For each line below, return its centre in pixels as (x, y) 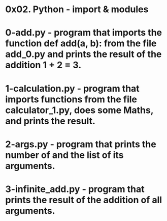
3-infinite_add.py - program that (75, 189)
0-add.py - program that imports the (84, 33)
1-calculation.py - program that (72, 88)
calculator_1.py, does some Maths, (79, 110)
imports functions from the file (71, 99)
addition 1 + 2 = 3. (43, 65)
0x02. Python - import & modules (77, 9)
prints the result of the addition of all (84, 200)
